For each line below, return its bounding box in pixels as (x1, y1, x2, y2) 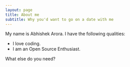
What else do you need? (5, 56, 55, 62)
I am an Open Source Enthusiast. (12, 46, 81, 52)
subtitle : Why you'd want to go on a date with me (5, 17, 114, 22)
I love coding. (12, 41, 41, 47)
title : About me (5, 12, 39, 17)
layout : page (5, 7, 33, 13)
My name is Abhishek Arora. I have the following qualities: (5, 31, 125, 37)
